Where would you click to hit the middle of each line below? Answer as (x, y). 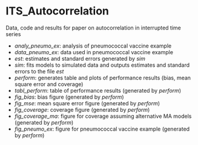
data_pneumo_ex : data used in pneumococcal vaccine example (94, 52)
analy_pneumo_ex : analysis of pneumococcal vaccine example (93, 46)
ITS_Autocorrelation (58, 11)
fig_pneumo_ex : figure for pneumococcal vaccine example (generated (102, 129)
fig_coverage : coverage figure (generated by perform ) (82, 110)
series (13, 34)
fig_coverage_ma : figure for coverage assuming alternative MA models (103, 116)
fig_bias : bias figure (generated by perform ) (69, 97)
